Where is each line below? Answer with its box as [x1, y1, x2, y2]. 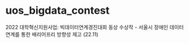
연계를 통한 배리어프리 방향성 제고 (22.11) [5, 30, 99, 38]
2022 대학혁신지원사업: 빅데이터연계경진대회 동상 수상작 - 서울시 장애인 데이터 [5, 24, 184, 30]
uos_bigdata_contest [5, 4, 110, 17]
